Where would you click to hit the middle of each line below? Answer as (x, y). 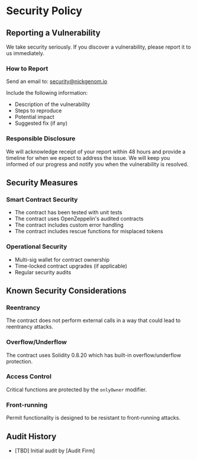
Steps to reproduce (38, 111)
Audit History (31, 436)
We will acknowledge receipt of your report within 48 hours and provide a (96, 152)
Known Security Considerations (66, 290)
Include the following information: (47, 93)
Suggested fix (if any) (41, 123)
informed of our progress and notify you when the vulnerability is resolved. (97, 164)
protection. (20, 361)
